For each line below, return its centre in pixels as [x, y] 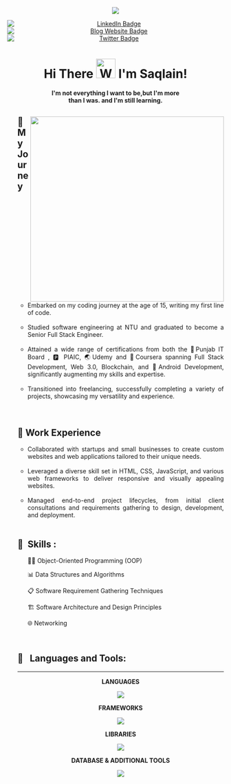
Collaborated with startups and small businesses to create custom [125, 449]
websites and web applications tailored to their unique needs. [114, 457]
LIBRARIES [121, 734]
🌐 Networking [47, 623]
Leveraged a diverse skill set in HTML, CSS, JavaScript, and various [125, 471]
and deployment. [51, 515]
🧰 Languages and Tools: [71, 658]
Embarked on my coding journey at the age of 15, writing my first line [125, 305]
